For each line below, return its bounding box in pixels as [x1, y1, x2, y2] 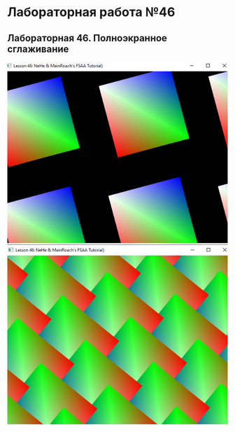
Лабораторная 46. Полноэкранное [7, 32, 168, 44]
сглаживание [7, 43, 69, 55]
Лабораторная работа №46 [7, 4, 176, 20]
